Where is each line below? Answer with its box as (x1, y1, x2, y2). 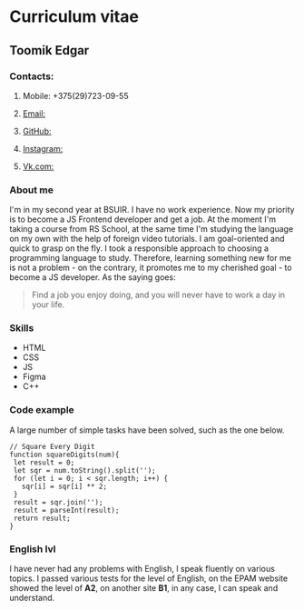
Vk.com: (22, 161, 54, 172)
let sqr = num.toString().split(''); (13, 465, 156, 475)
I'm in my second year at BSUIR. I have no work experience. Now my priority (9, 205, 295, 215)
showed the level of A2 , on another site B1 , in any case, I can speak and (9, 583, 279, 594)
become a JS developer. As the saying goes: (9, 272, 176, 283)
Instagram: (22, 143, 64, 154)
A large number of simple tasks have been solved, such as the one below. (9, 425, 285, 435)
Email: (22, 107, 46, 119)
